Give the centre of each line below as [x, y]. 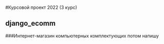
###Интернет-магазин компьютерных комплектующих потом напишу [82, 36]
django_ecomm [30, 23]
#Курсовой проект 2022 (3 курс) [41, 7]
